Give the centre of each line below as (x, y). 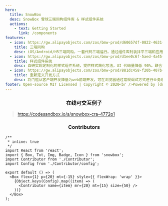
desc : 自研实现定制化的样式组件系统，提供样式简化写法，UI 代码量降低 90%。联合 (88, 66)
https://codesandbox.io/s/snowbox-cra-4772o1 (66, 114)
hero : (11, 10)
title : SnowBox (25, 15)
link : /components (37, 33)
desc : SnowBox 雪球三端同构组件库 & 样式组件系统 (57, 19)
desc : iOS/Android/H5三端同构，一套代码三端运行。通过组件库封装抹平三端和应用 (89, 52)
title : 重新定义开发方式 (37, 75)
